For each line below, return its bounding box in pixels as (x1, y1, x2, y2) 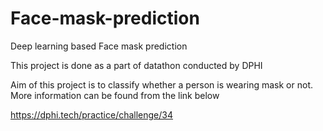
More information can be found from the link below (10, 89, 220, 101)
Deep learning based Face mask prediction (10, 40, 188, 52)
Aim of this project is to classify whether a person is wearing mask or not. (10, 78, 314, 91)
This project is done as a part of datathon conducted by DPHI (10, 59, 263, 71)
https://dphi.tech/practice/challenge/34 (10, 108, 174, 121)
